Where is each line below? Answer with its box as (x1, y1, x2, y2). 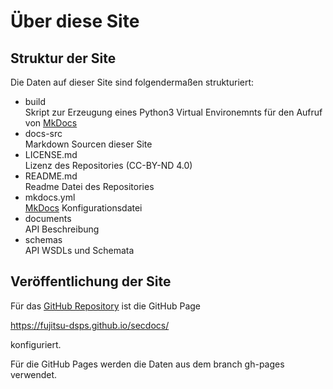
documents (24, 213, 72, 224)
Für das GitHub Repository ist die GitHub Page (10, 300, 202, 312)
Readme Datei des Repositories (24, 181, 155, 192)
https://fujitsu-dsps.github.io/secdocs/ (10, 319, 170, 331)
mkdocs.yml (24, 191, 76, 203)
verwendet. (10, 368, 58, 380)
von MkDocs (24, 117, 78, 129)
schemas (24, 234, 63, 245)
